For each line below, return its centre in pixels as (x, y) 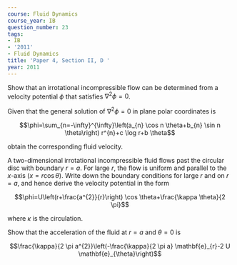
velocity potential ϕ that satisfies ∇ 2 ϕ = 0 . (69, 96)
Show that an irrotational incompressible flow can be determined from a (113, 87)
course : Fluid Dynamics (43, 14)
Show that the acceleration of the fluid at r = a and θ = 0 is (94, 232)
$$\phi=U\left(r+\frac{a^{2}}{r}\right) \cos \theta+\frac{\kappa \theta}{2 (120, 196)
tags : (15, 34)
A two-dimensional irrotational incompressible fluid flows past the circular (116, 160)
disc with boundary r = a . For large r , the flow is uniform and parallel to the (117, 168)
